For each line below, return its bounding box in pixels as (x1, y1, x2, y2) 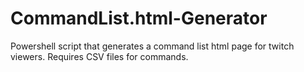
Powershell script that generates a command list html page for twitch (10, 40, 295, 52)
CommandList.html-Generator (10, 7, 268, 30)
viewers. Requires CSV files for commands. (10, 50, 189, 62)
